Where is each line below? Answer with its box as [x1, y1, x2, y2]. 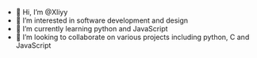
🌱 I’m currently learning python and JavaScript [15, 24, 168, 33]
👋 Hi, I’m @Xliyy [15, 8, 68, 16]
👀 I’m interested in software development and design [15, 16, 189, 25]
